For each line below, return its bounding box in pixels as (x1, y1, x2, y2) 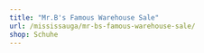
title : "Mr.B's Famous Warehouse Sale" (9, 13, 160, 22)
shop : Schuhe (9, 30, 59, 39)
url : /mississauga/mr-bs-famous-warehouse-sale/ (9, 22, 196, 31)
